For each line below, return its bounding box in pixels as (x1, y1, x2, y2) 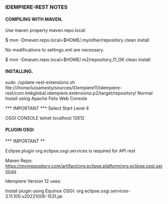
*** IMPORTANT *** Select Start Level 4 (5, 105, 89, 112)
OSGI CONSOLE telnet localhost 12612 (5, 115, 85, 121)
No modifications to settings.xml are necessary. (5, 47, 104, 53)
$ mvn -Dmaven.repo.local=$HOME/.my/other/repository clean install (5, 37, 150, 43)
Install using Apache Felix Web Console (5, 95, 87, 101)
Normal (137, 90, 153, 96)
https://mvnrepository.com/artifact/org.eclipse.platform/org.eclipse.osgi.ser (5, 163, 163, 169)
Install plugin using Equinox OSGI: (5, 188, 76, 194)
